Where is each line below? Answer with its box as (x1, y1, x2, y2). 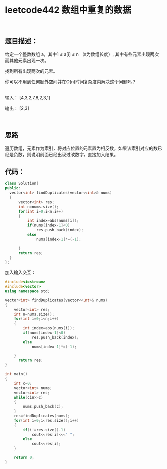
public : (5, 186, 21, 191)
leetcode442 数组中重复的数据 (5, 4, 132, 16)
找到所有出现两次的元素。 (5, 68, 58, 74)
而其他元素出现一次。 (5, 57, 49, 63)
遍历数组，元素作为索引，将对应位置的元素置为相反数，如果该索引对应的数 (5, 145, 158, 151)
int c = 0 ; (14, 381, 32, 386)
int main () (5, 372, 28, 377)
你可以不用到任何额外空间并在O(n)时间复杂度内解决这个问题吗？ (5, 78, 137, 85)
